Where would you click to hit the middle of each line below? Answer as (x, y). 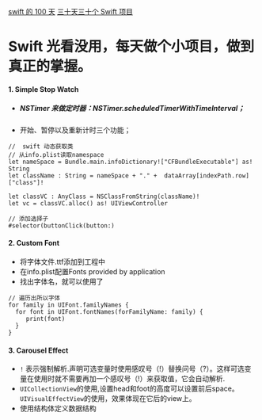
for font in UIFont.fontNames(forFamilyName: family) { (109, 311)
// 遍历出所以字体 (34, 298)
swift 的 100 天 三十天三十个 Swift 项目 (70, 11)
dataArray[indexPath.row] (206, 176)
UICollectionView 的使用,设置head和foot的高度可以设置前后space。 (129, 389)
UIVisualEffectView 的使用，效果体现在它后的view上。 (108, 399)
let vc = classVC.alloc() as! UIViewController (88, 203)
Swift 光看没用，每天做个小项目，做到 (131, 47)
